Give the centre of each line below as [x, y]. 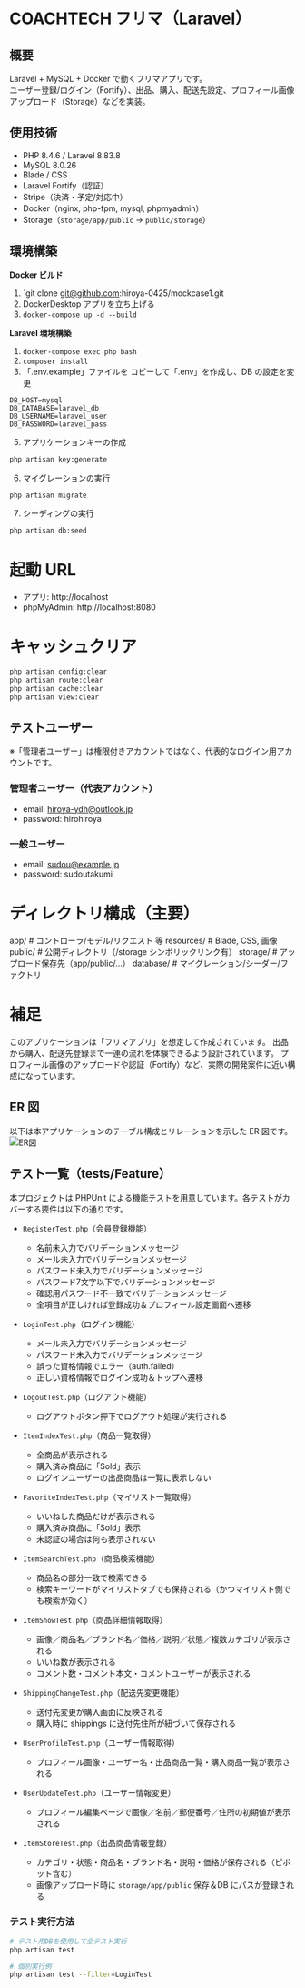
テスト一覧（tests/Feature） [90, 1174]
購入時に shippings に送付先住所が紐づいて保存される [136, 1723]
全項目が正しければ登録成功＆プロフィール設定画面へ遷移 [143, 1304]
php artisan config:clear [58, 672]
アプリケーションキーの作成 [74, 441]
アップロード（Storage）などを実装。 [80, 101]
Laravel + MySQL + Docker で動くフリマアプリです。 [108, 79]
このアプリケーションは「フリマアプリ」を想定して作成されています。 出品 [149, 1041]
